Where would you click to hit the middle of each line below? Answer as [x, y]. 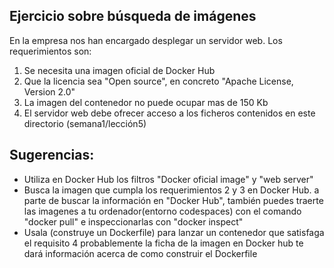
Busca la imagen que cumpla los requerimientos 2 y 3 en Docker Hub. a [171, 190]
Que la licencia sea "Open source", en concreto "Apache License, [158, 81]
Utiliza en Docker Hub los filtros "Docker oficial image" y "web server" [168, 179]
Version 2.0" [49, 91]
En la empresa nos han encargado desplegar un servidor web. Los [146, 40]
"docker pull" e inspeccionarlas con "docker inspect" [133, 221]
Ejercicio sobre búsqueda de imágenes [133, 16]
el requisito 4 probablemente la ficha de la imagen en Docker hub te [163, 243]
